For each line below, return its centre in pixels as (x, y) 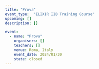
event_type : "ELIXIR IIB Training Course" (50, 14)
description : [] (21, 23)
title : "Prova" (20, 9)
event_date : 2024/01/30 (38, 54)
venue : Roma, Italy (34, 50)
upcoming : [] (18, 18)
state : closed (28, 59)
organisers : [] (29, 41)
